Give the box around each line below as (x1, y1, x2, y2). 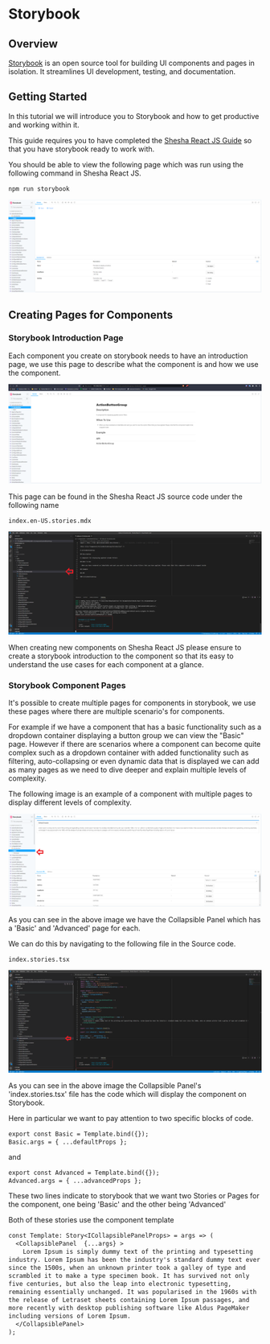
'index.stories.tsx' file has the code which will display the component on (8, 1089, 247, 1099)
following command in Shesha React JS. (8, 168, 142, 178)
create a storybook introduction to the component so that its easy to (8, 651, 235, 661)
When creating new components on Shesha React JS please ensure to (8, 643, 242, 653)
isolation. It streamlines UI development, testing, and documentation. (8, 67, 235, 76)
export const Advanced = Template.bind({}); (8, 1169, 160, 1177)
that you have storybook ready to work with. (8, 144, 155, 154)
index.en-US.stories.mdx (8, 517, 92, 526)
